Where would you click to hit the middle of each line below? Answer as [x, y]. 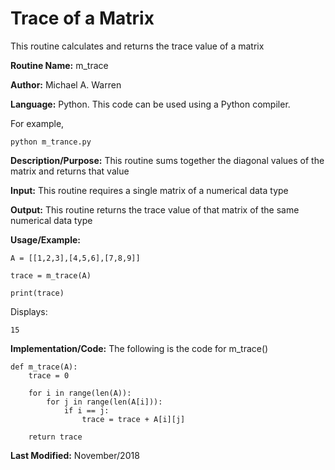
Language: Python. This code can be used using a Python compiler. [150, 104]
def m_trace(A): [44, 367]
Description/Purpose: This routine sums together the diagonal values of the [167, 160]
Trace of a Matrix [82, 18]
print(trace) [37, 293]
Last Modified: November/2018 [75, 455]
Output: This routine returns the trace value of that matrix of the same [155, 209]
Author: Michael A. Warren [66, 84]
